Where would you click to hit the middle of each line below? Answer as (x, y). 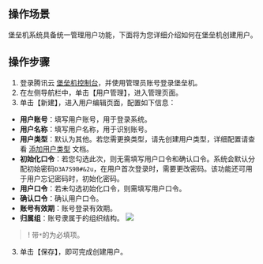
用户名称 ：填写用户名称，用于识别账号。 (85, 129)
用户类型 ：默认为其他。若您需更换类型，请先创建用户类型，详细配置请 (134, 139)
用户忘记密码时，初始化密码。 (75, 178)
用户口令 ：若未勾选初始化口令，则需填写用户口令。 (103, 188)
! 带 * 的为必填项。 (56, 235)
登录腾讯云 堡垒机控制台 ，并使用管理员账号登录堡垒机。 (111, 82)
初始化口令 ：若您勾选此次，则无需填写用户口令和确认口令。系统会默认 (134, 158)
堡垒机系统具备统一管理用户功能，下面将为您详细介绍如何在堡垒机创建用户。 (133, 35)
